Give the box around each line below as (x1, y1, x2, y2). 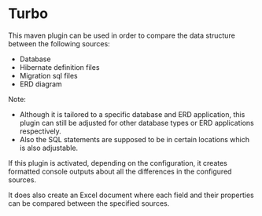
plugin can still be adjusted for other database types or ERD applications (19, 118, 254, 127)
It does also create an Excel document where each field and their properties (8, 190, 254, 200)
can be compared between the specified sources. (8, 198, 170, 208)
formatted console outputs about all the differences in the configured (8, 167, 232, 176)
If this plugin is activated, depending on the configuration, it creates (8, 158, 228, 167)
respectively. (19, 126, 61, 136)
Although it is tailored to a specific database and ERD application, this (19, 109, 245, 119)
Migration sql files (19, 71, 78, 80)
